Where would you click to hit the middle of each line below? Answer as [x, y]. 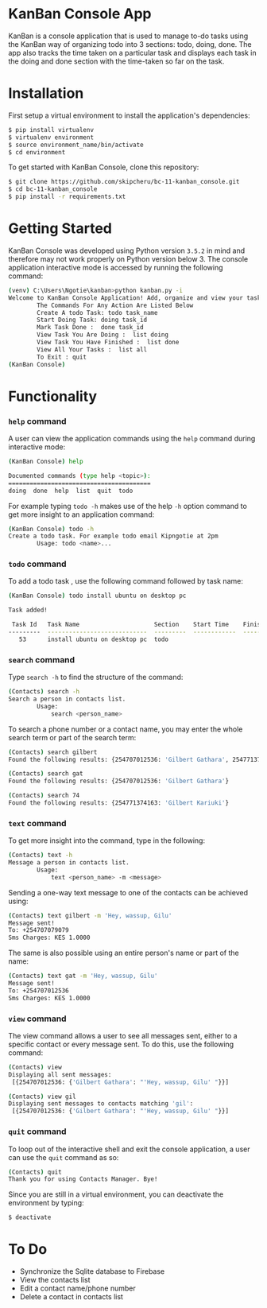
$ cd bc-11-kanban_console [53, 189]
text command [37, 823]
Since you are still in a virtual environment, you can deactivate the [116, 1194]
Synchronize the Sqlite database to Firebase [92, 1271]
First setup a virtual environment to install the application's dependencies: [129, 115]
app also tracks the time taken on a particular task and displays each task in [132, 52]
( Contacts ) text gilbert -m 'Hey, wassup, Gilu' [90, 915]
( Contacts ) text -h [41, 856]
